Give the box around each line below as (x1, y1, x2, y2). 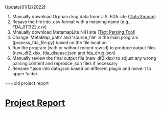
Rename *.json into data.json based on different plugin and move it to (12, 66, 152, 71)
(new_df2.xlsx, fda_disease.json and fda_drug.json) (12, 50, 116, 56)
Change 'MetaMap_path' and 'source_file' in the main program (12, 34, 138, 40)
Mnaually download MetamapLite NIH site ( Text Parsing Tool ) (12, 29, 136, 35)
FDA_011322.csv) (12, 24, 47, 30)
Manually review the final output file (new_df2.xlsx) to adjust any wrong (12, 55, 157, 61)
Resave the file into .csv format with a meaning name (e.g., (12, 19, 131, 24)
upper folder (12, 71, 38, 76)
